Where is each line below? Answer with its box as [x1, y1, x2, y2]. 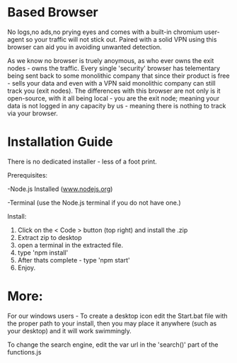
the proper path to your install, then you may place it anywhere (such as [7, 319, 217, 328]
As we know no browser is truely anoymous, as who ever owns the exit [7, 56, 214, 64]
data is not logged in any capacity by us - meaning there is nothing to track [7, 101, 226, 110]
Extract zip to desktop [17, 233, 82, 241]
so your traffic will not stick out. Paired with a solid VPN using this [25, 35, 217, 43]
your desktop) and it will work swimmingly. [7, 326, 132, 335]
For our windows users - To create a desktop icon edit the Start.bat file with [7, 311, 228, 320]
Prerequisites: [7, 171, 48, 179]
